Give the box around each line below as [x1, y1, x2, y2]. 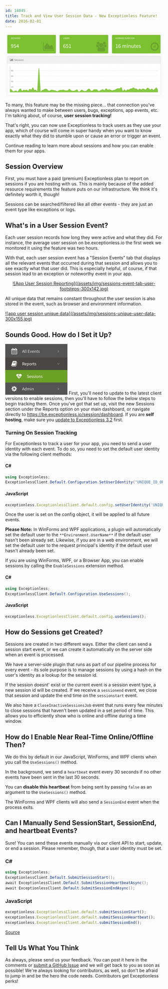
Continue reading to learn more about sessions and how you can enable [5, 142, 153, 148]
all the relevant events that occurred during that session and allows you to [5, 260, 157, 266]
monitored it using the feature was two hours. [5, 245, 99, 251]
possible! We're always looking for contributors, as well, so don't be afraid [5, 967, 158, 973]
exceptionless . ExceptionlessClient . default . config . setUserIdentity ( [5, 502, 151, 507]
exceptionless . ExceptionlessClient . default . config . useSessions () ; [5, 614, 146, 619]
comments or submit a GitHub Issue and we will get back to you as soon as [5, 962, 160, 968]
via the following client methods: [5, 451, 72, 457]
